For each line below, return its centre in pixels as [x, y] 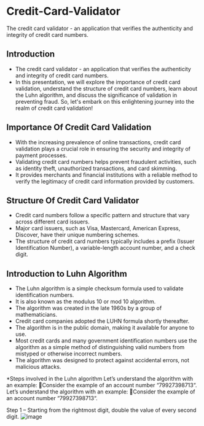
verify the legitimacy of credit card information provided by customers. [105, 181]
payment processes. [41, 155]
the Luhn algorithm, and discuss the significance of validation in [96, 95]
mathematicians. [36, 315]
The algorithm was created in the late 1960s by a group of [88, 308]
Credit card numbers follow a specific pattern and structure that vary [102, 215]
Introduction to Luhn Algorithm [67, 273]
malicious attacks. [38, 367]
